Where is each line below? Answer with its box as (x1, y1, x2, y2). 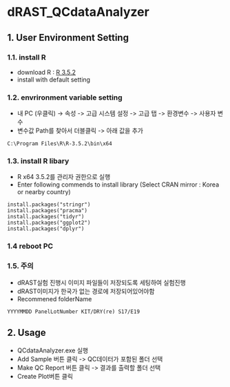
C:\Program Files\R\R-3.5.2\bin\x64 (7, 140, 112, 147)
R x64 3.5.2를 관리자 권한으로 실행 (17, 173, 111, 181)
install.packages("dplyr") (7, 225, 85, 232)
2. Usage (7, 327, 46, 339)
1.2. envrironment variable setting (7, 93, 123, 102)
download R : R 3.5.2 (17, 68, 76, 76)
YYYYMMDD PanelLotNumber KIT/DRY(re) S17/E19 (7, 308, 140, 315)
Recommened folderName (17, 294, 92, 303)
